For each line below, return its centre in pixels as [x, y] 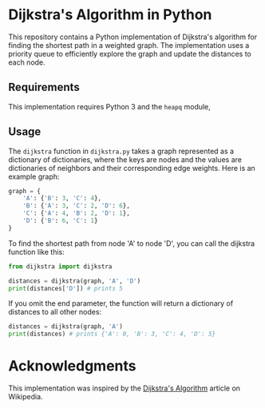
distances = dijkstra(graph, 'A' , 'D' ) [75, 281]
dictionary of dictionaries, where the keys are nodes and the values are [125, 159]
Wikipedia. [26, 397]
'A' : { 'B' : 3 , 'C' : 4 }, [62, 198]
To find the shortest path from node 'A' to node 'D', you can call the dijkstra [132, 243]
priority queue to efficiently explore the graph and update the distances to [130, 53]
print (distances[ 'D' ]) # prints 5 [66, 288]
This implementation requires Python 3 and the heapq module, [110, 106]
